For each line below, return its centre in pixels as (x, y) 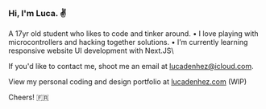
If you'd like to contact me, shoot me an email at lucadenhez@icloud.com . (131, 67)
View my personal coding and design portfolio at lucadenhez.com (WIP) (128, 82)
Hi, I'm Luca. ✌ (37, 13)
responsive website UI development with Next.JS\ (91, 50)
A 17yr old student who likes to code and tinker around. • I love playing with (134, 34)
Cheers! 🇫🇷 (29, 97)
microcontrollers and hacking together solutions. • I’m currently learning (128, 42)
